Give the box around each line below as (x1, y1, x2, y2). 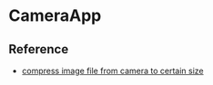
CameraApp (8, 5, 102, 26)
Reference (8, 42, 69, 57)
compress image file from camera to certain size (21, 65, 204, 76)
